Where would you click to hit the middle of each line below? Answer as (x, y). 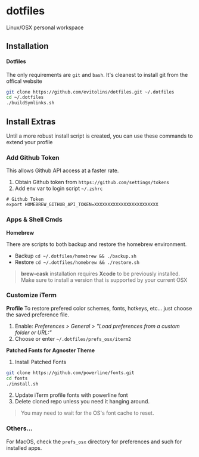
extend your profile (29, 142)
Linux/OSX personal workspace (45, 27)
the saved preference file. (38, 315)
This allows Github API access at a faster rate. (63, 170)
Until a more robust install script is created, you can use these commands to (99, 136)
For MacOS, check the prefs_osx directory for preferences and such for (94, 442)
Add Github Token (33, 157)
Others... (19, 428)
